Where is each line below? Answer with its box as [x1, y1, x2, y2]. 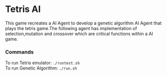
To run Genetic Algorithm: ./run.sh [5, 65, 77, 71]
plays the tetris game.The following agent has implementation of [5, 25, 137, 31]
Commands [5, 48, 34, 55]
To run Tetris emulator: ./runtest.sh [5, 60, 80, 66]
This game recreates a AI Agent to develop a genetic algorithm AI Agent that [5, 20, 162, 26]
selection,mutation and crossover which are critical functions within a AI [5, 30, 153, 36]
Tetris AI [5, 3, 41, 15]
